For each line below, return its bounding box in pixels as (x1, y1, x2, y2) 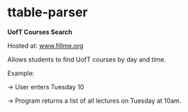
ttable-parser (7, 4, 88, 21)
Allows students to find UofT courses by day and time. (7, 55, 167, 64)
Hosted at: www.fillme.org (7, 41, 84, 50)
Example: (7, 69, 35, 77)
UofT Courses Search (7, 28, 72, 36)
